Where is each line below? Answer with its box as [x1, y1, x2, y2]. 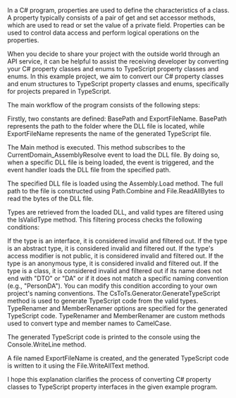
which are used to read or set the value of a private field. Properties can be [7, 21, 225, 29]
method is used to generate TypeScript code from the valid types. [7, 296, 199, 305]
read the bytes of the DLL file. [7, 194, 94, 203]
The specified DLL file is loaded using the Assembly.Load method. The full [7, 179, 223, 188]
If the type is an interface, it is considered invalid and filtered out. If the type [7, 236, 228, 245]
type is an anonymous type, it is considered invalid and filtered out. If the [7, 259, 219, 267]
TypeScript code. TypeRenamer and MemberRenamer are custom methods [7, 312, 225, 320]
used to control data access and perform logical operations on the [7, 28, 199, 37]
